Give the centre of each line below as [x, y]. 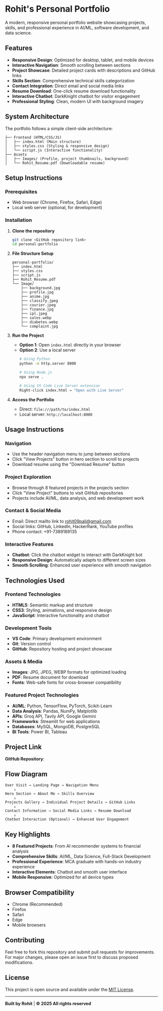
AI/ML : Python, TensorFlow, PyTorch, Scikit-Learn [62, 706]
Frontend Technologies [33, 594]
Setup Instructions [34, 178]
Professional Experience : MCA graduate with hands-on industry [77, 862]
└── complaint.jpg [40, 327]
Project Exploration [28, 477]
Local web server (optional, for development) [57, 208]
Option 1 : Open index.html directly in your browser [70, 345]
